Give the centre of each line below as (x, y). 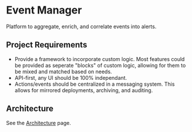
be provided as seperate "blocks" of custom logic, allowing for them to (100, 65)
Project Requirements (47, 45)
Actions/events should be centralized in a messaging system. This (95, 84)
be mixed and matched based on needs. (63, 72)
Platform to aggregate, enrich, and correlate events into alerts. (81, 26)
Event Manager (44, 10)
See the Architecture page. (39, 123)
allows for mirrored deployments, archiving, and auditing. (84, 90)
